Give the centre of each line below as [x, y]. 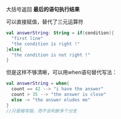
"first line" [27, 38]
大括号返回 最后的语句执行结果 [43, 9]
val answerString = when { [38, 84]
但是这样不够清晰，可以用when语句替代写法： [62, 72]
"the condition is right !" [46, 44]
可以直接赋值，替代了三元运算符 [45, 22]
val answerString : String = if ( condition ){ [60, 33]
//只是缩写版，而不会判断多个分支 [42, 111]
